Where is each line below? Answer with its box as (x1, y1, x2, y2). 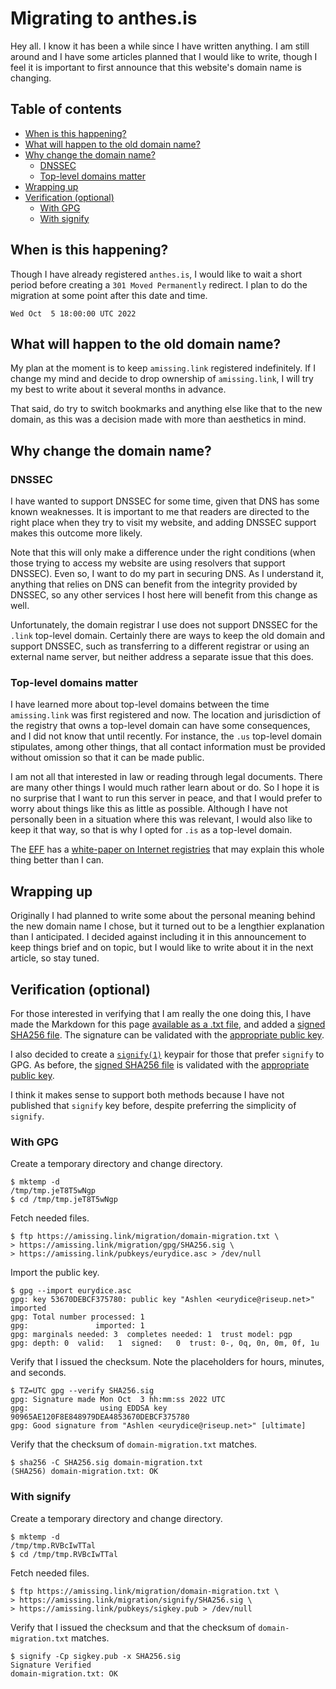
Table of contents (10, 101, 122, 118)
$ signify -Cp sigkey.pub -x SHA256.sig (10, 1651, 182, 1661)
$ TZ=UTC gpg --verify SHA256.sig (10, 1386, 155, 1396)
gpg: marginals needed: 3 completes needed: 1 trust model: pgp (10, 1330, 293, 1340)
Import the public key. (10, 1267, 100, 1279)
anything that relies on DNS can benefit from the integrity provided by (10, 578, 298, 591)
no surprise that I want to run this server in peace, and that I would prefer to (10, 792, 323, 804)
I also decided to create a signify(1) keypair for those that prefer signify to (10, 1048, 325, 1060)
